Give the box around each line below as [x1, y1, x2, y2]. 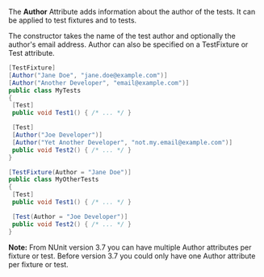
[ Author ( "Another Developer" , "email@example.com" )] [8, 78, 190, 87]
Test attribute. [8, 48, 55, 57]
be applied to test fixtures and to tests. [8, 15, 137, 25]
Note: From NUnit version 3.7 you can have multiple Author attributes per [8, 242, 252, 252]
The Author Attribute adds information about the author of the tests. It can [8, 7, 256, 16]
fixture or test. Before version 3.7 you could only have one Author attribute [8, 250, 256, 261]
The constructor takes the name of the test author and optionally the [8, 31, 236, 40]
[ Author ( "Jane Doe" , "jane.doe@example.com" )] [8, 71, 168, 79]
